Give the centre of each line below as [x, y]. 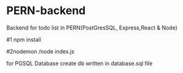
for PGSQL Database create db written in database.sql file [80, 63]
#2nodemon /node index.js [41, 51]
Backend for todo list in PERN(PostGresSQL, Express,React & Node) [92, 28]
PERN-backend [46, 11]
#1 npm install [24, 39]
